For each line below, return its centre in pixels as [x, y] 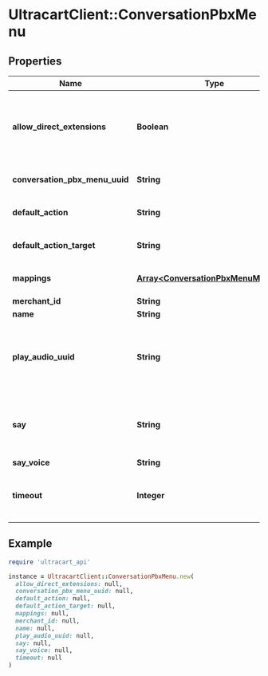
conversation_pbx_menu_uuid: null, [75, 591]
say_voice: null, [44, 650]
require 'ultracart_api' [49, 562]
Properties [35, 61]
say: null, [33, 643]
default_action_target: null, [65, 606]
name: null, [35, 628]
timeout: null [39, 658]
